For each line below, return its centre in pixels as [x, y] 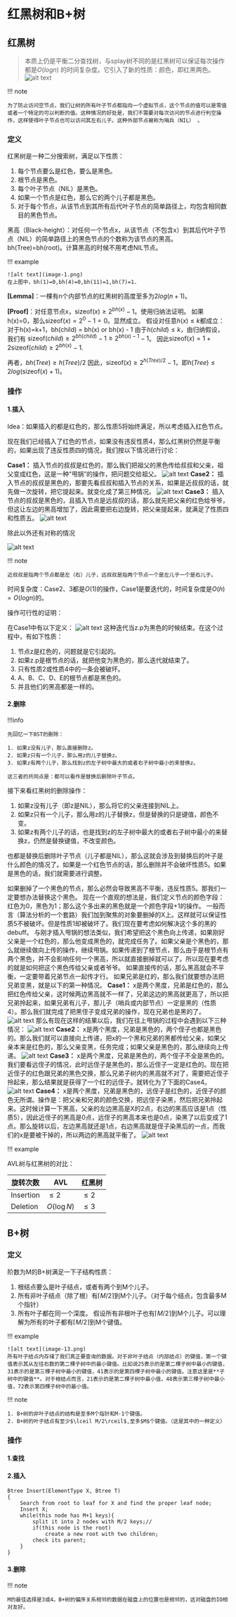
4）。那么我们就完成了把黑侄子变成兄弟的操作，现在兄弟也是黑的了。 [106, 1011]
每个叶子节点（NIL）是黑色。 [59, 189]
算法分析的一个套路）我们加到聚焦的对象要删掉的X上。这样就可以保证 [120, 915]
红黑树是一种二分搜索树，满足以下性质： [66, 156]
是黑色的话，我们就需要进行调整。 [57, 873]
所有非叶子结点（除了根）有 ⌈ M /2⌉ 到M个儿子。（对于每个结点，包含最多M [122, 1295]
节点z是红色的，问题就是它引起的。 [68, 651]
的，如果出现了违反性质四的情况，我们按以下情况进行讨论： [93, 450]
